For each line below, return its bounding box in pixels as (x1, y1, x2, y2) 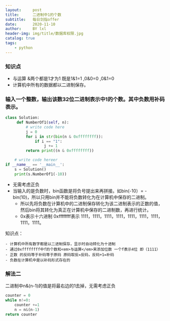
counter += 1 (14, 302, 40, 307)
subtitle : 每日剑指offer (5, 17, 59, 22)
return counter (5, 312, 38, 317)
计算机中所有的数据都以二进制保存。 (12, 82, 89, 88)
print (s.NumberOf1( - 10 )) (14, 171, 67, 177)
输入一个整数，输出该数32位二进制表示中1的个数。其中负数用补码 (5, 95, 165, 103)
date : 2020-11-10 (5, 21, 56, 27)
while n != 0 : (5, 298, 30, 303)
